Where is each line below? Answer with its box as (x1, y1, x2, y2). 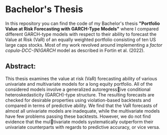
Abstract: (5, 62, 36, 71)
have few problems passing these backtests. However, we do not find (5, 113, 151, 119)
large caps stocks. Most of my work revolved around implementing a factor (5, 42, 162, 48)
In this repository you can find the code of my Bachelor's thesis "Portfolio (5, 20, 160, 26)
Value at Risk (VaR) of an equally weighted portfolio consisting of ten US (5, 37, 156, 43)
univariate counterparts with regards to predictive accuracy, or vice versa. (5, 124, 160, 130)
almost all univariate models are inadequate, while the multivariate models (5, 108, 160, 114)
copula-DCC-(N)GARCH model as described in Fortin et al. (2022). (5, 47, 145, 53)
